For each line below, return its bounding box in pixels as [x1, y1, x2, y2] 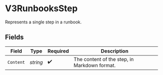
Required [48, 47, 69, 54]
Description [100, 47, 129, 54]
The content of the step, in [73, 56, 134, 62]
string [30, 59, 43, 66]
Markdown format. [73, 62, 116, 69]
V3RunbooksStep [5, 3, 78, 14]
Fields [5, 33, 24, 41]
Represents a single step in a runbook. [5, 19, 82, 25]
